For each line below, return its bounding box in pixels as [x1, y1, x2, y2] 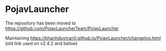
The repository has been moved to [5, 20, 76, 26]
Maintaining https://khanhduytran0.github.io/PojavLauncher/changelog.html [5, 35, 161, 41]
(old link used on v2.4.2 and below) [5, 40, 78, 46]
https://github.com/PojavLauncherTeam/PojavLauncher [5, 25, 119, 31]
